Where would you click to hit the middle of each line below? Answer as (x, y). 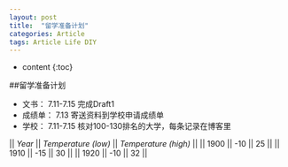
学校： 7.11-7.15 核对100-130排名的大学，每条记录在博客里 (127, 126)
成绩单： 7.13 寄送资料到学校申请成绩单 (93, 115)
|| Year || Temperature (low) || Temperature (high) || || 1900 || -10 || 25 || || (145, 144)
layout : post (33, 17)
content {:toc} (47, 67)
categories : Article (47, 34)
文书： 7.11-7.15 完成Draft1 (68, 104)
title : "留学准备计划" (49, 26)
